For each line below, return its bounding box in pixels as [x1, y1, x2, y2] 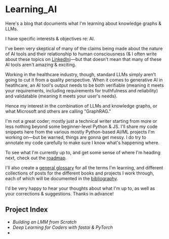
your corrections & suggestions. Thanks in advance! [5, 190, 114, 196]
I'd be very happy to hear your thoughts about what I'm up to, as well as [5, 185, 155, 191]
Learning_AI [5, 4, 57, 15]
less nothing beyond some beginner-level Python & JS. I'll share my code [5, 123, 158, 129]
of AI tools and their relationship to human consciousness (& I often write [5, 51, 157, 57]
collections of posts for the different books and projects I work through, [5, 170, 154, 176]
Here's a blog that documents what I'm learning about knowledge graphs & [5, 20, 162, 26]
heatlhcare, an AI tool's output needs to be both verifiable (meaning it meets [5, 82, 164, 88]
